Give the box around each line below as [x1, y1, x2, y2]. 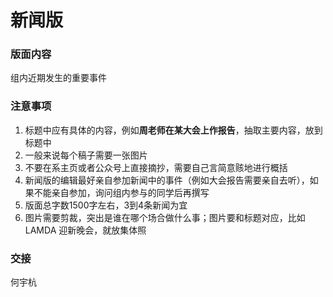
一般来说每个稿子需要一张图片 [24, 149, 148, 161]
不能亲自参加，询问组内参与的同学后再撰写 [33, 186, 210, 198]
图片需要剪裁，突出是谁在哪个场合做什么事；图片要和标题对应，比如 [24, 211, 306, 223]
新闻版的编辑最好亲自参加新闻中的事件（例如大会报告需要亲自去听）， [24, 174, 310, 186]
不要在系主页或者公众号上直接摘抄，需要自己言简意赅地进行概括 [24, 161, 288, 173]
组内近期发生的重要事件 [10, 72, 107, 84]
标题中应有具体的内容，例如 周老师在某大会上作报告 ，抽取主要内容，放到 [24, 124, 323, 136]
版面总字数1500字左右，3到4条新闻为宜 [24, 199, 188, 211]
